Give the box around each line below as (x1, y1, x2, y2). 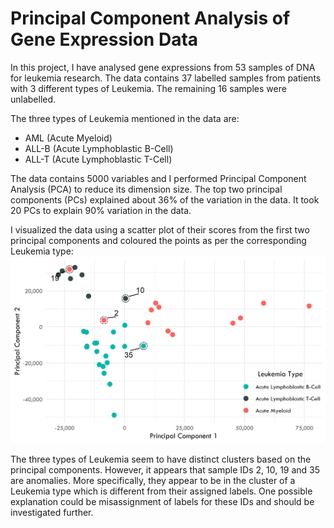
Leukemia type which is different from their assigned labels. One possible (10, 485, 313, 497)
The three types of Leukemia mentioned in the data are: (10, 112, 240, 124)
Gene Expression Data (10, 28, 199, 51)
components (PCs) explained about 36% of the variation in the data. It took (10, 193, 320, 206)
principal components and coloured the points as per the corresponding (10, 234, 307, 246)
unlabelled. (10, 93, 57, 105)
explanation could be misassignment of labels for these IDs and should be (10, 495, 315, 507)
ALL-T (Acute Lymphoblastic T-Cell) (24, 153, 173, 165)
